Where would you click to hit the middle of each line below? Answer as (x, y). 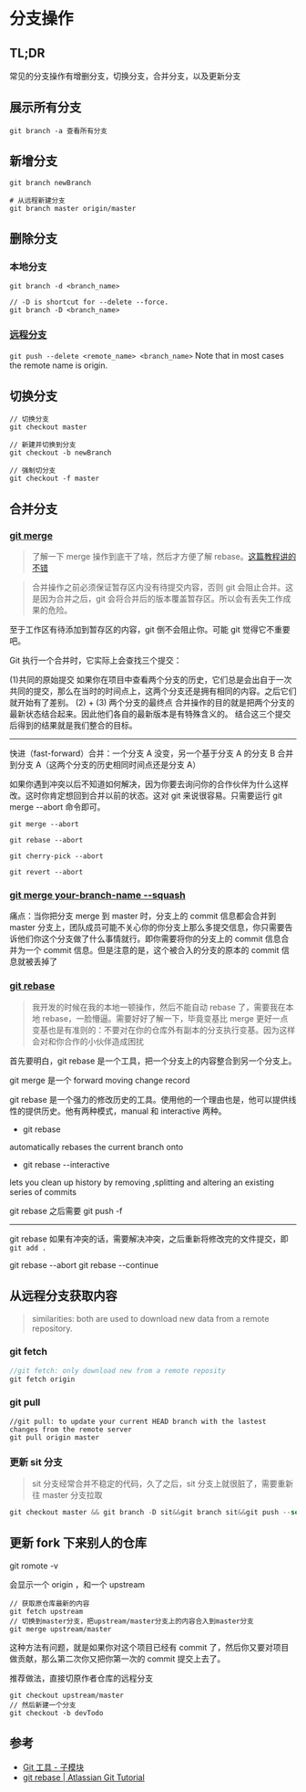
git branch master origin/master (73, 208)
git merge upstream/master (61, 1629)
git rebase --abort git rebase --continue (84, 1264)
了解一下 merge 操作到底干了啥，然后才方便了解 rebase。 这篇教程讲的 (164, 557)
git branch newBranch (51, 183)
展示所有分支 (46, 107)
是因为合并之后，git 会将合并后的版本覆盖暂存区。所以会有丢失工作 (158, 599)
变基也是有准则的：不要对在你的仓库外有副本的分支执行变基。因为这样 (163, 1030)
